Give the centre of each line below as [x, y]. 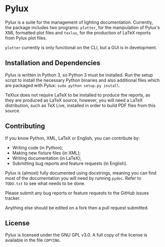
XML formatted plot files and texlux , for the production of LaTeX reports [78, 33]
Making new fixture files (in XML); [46, 153]
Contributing [25, 126]
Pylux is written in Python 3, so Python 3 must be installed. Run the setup [79, 75]
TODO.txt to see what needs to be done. [45, 183]
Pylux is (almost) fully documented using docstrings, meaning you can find [81, 173]
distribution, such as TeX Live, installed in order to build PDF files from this [80, 105]
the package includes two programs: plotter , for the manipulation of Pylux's [83, 27]
